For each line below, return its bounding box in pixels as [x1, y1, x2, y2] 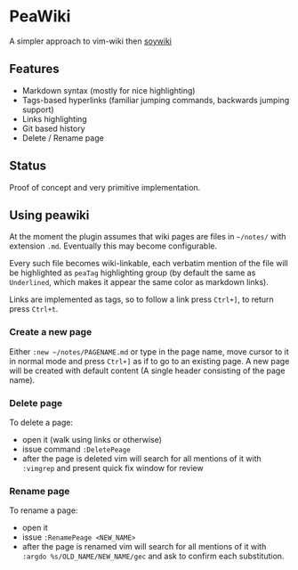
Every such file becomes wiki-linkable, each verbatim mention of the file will [9, 258, 289, 269]
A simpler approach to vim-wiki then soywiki [9, 36, 172, 46]
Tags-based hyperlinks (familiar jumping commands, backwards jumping [21, 94, 290, 105]
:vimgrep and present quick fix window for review [21, 462, 204, 473]
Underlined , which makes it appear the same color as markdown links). [9, 277, 269, 288]
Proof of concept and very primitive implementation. [9, 182, 201, 192]
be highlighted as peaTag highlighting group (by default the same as [9, 267, 256, 278]
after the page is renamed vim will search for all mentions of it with [21, 541, 267, 552]
